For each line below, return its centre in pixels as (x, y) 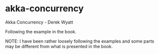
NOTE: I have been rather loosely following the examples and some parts (80, 41)
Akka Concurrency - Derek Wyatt (39, 22)
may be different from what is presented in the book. (59, 46)
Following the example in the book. (41, 31)
